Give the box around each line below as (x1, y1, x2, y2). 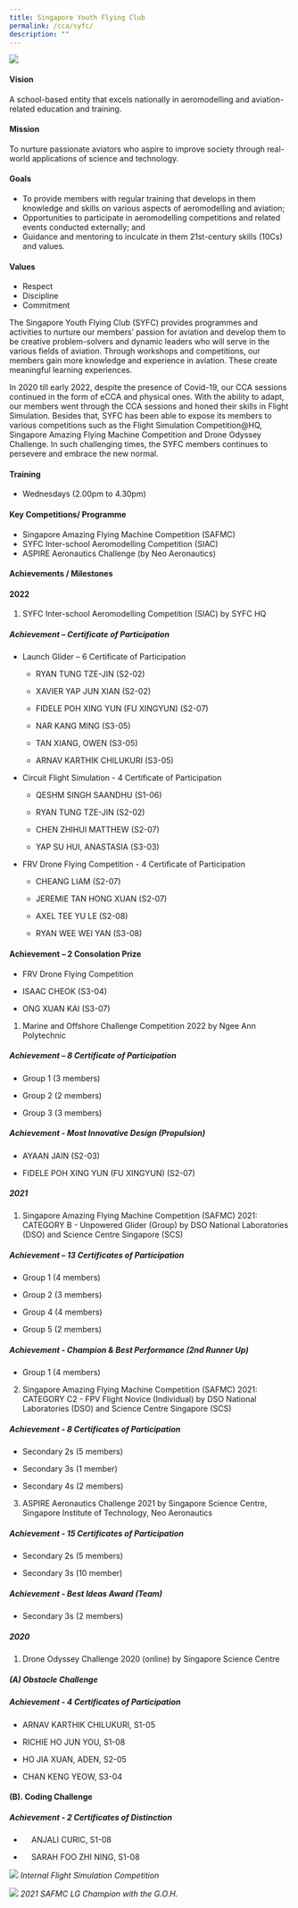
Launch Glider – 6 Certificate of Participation (21, 651, 186, 662)
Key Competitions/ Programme (9, 509, 127, 519)
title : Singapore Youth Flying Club (9, 12, 145, 22)
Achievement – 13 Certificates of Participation (9, 1250, 185, 1261)
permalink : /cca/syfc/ (9, 21, 94, 30)
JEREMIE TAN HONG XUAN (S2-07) (35, 893, 168, 904)
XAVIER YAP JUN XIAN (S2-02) (35, 686, 152, 697)
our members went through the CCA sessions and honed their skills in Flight (9, 401, 289, 411)
